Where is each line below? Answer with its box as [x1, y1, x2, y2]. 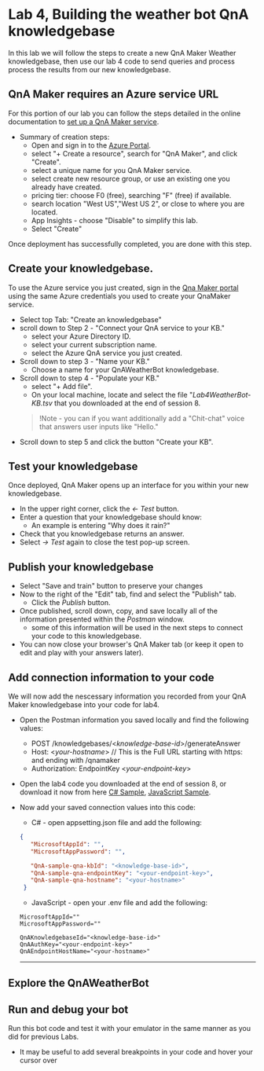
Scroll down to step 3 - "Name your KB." [19, 356, 151, 366]
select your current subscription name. [31, 339, 157, 349]
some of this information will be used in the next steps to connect [31, 623, 244, 633]
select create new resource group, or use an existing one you [31, 174, 230, 183]
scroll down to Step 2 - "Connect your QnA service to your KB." [19, 323, 225, 332]
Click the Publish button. [31, 598, 111, 607]
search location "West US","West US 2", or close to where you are [31, 199, 245, 208]
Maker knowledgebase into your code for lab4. [8, 700, 159, 709]
